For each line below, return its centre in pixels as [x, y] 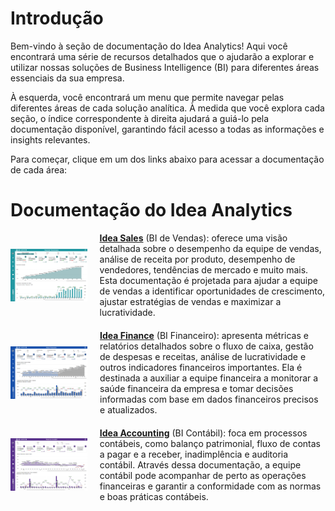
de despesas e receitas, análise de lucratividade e [203, 356]
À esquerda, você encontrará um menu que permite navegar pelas [147, 97]
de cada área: [39, 169]
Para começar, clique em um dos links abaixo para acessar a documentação [167, 159]
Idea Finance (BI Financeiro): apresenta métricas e [204, 335]
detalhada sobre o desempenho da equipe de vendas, [210, 248]
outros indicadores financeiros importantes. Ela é [201, 367]
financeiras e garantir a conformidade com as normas [210, 486]
